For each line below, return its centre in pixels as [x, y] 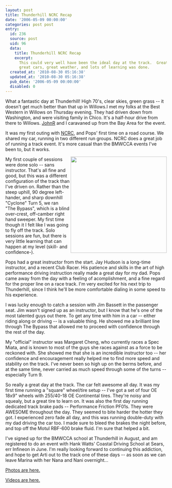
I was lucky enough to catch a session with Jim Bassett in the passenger [82, 305]
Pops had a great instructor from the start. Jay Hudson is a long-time [78, 262]
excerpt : [24, 58]
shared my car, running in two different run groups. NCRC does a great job [84, 138]
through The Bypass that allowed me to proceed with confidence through [83, 326]
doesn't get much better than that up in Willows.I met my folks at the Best [83, 106]
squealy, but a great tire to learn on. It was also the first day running [77, 401]
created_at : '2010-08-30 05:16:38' [48, 72]
